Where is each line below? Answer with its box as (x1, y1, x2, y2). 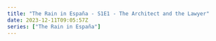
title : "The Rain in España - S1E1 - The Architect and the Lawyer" (7, 10, 210, 17)
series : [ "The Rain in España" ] (7, 23, 101, 30)
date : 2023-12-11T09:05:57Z (7, 17, 89, 24)
